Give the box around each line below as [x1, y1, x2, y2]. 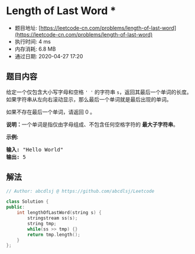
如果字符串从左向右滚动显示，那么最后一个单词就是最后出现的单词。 [6, 95, 172, 103]
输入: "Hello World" [6, 146, 64, 153]
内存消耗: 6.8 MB [14, 45, 56, 52]
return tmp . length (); [27, 232, 81, 237]
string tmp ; [27, 220, 57, 226]
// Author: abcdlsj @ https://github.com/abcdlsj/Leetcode [6, 188, 155, 194]
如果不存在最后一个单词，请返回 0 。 [6, 108, 96, 116]
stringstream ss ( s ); [27, 215, 78, 222]
